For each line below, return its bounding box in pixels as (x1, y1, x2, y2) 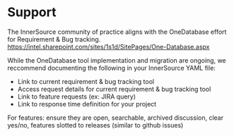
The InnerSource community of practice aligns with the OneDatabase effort (7, 27, 227, 36)
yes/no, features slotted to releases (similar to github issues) (7, 120, 184, 129)
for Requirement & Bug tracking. (7, 35, 101, 43)
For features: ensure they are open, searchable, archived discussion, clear (7, 113, 224, 122)
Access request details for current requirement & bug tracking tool (17, 85, 211, 93)
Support (7, 4, 57, 20)
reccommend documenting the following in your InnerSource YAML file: (7, 63, 216, 72)
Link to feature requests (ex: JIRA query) (17, 92, 136, 101)
